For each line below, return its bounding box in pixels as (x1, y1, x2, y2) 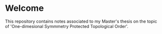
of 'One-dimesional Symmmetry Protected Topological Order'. (5, 23, 129, 29)
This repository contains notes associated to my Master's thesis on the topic (5, 18, 157, 24)
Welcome (5, 3, 44, 14)
